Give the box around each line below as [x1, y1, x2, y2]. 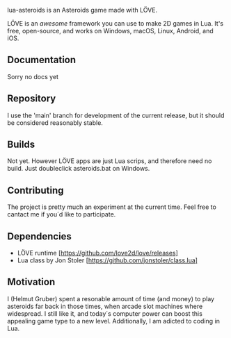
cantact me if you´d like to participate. [7, 210, 116, 219]
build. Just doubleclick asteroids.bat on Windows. [7, 164, 150, 173]
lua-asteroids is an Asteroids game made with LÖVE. [7, 6, 158, 14]
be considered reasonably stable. [7, 118, 103, 127]
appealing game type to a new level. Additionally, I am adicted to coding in [7, 316, 221, 325]
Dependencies [7, 230, 72, 242]
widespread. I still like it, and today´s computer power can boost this [7, 309, 203, 318]
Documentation [7, 54, 77, 66]
